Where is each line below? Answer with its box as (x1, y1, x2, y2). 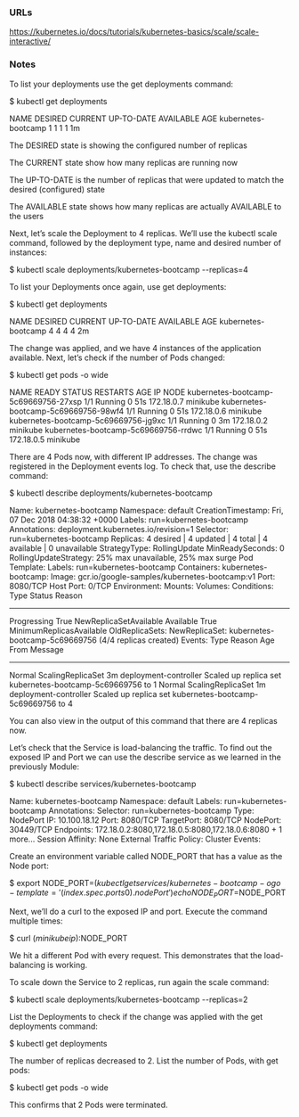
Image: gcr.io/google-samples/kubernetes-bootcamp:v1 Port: (50, 571, 276, 581)
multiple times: (9, 916, 63, 926)
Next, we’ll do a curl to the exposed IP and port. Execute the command (9, 907, 268, 917)
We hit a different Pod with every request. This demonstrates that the (9, 950, 263, 961)
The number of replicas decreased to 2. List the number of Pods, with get (9, 1055, 279, 1066)
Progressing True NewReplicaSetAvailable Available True (9, 615, 218, 626)
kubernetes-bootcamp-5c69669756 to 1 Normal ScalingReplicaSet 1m (9, 679, 267, 690)
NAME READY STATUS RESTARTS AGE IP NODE (9, 386, 186, 398)
